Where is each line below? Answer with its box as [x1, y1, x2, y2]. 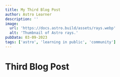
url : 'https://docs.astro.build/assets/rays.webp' [9, 26, 116, 31]
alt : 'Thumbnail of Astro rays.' [9, 30, 79, 35]
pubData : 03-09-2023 [5, 35, 48, 40]
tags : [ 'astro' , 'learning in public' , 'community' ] [5, 40, 116, 45]
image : [5, 21, 19, 26]
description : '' [5, 16, 39, 21]
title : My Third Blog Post [5, 7, 61, 12]
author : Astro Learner [5, 12, 52, 17]
